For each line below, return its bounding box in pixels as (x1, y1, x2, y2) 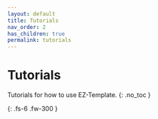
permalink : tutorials (7, 37, 72, 44)
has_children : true (7, 30, 65, 38)
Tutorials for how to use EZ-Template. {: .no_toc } (7, 91, 151, 99)
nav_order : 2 (7, 23, 46, 30)
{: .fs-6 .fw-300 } (7, 104, 58, 113)
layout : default (7, 10, 56, 18)
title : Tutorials (7, 17, 59, 24)
